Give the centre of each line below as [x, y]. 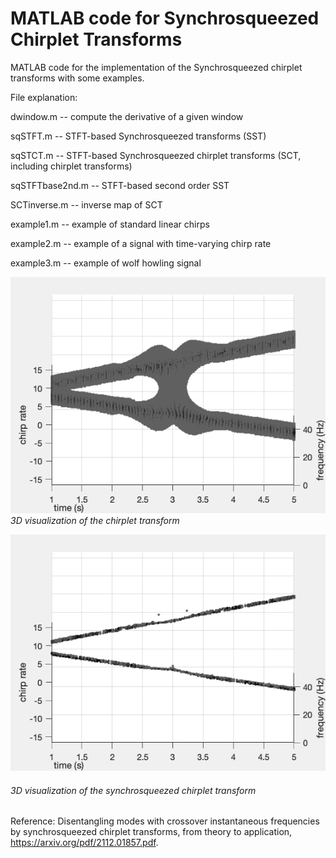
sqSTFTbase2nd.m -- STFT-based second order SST [120, 185]
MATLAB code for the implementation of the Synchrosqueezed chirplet [156, 67]
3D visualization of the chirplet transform [95, 520]
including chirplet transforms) [71, 166]
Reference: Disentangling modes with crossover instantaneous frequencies [165, 821]
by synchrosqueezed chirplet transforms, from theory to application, [151, 832]
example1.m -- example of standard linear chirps [110, 224]
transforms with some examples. [77, 78]
